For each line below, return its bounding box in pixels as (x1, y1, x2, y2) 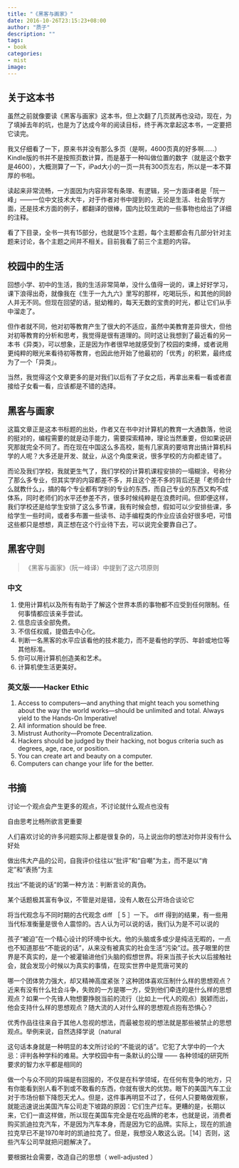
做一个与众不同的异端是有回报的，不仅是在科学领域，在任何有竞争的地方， (7, 1075, 225, 1084)
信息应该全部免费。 (17, 618, 75, 627)
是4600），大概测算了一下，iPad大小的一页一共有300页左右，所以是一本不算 (7, 162, 232, 171)
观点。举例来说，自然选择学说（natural (7, 1027, 122, 1036)
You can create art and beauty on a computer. (17, 752, 153, 761)
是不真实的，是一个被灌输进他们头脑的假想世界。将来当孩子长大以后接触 (13, 952, 225, 961)
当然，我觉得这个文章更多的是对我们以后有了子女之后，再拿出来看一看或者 (7, 373, 225, 382)
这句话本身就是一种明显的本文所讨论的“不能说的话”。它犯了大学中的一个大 (7, 1043, 225, 1051)
